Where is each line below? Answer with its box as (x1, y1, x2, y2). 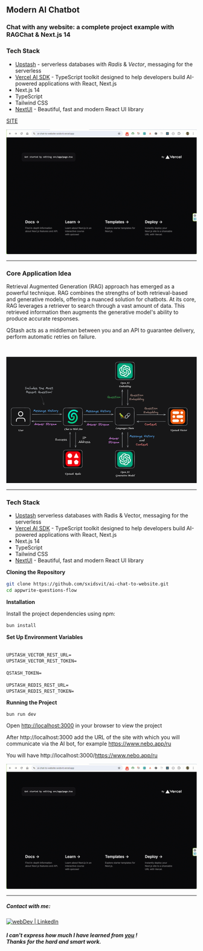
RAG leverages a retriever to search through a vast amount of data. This (6, 302, 185, 310)
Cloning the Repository (6, 568, 65, 576)
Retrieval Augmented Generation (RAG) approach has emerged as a (6, 283, 175, 290)
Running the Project (6, 698, 57, 706)
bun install (6, 622, 36, 628)
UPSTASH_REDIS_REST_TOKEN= (6, 688, 74, 694)
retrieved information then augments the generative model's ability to (6, 308, 179, 316)
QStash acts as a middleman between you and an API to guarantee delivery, (6, 326, 195, 334)
